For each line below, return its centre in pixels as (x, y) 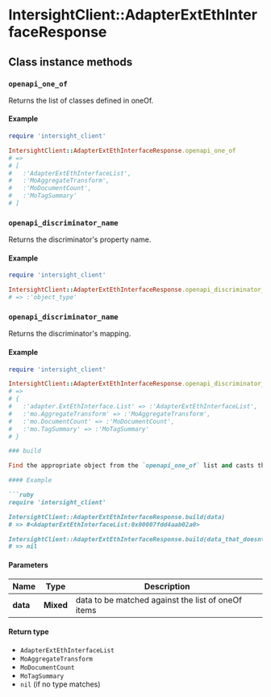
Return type (29, 632)
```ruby (21, 495)
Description (167, 586)
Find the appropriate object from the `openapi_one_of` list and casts (131, 466)
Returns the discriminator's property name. (80, 239)
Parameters (28, 564)
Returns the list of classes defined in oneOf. (81, 100)
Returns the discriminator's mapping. (70, 334)
